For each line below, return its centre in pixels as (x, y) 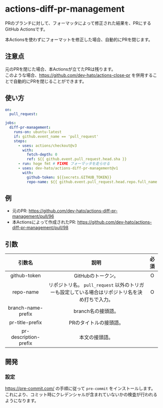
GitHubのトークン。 (96, 276)
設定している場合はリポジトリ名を (99, 292)
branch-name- (26, 308)
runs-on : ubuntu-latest (38, 132)
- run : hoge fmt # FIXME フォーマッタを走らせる (64, 164)
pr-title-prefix (25, 323)
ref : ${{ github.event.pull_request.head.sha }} (77, 159)
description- (25, 337)
